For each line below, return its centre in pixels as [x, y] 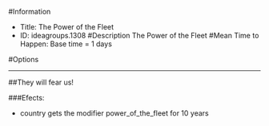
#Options [24, 59]
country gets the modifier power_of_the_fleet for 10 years [114, 113]
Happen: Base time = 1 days [66, 44]
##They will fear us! [41, 82]
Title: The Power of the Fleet [67, 27]
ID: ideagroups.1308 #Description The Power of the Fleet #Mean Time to [139, 35]
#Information [30, 12]
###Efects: [26, 98]
